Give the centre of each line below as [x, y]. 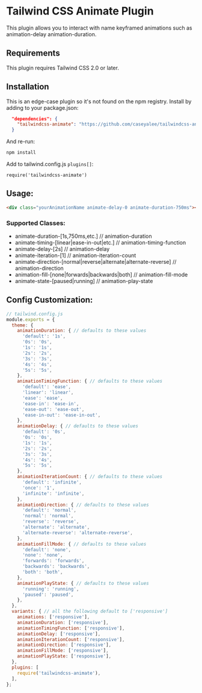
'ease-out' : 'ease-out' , [53, 409]
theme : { [23, 325]
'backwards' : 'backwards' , [56, 567]
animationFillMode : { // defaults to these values [82, 544]
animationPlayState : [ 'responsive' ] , [64, 656]
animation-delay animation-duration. [51, 34]
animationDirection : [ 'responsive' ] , [64, 645]
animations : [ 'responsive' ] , [54, 617]
